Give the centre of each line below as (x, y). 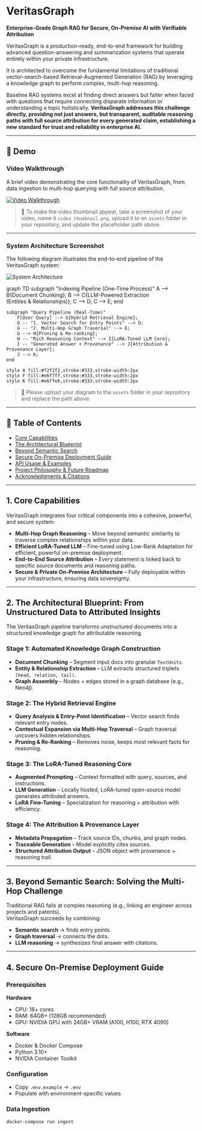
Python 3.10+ (31, 1052)
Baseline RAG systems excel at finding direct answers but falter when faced (100, 95)
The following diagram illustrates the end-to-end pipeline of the (85, 259)
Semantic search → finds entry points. (63, 930)
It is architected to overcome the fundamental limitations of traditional (92, 70)
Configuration (27, 1074)
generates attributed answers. (52, 796)
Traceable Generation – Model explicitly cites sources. (83, 844)
